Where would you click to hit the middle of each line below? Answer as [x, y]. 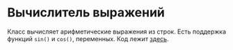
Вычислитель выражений [86, 13]
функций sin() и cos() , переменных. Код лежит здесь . [88, 38]
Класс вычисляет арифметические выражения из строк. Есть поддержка [117, 32]
